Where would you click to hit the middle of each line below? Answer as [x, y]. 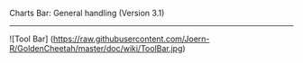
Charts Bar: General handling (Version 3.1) [87, 13]
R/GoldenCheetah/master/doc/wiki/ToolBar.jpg [96, 48]
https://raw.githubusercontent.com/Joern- [131, 39]
